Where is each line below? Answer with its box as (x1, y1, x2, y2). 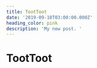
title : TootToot (6, 8, 47, 15)
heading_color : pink (6, 20, 58, 26)
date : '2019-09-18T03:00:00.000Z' (6, 14, 93, 20)
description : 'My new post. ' (6, 25, 83, 32)
